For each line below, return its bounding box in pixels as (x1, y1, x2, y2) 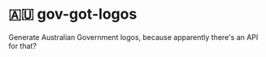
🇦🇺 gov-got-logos (8, 5, 137, 24)
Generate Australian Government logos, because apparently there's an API (8, 32, 259, 42)
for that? (8, 41, 37, 50)
